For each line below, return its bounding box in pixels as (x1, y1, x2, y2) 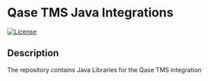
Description (7, 47, 59, 59)
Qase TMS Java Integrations (7, 5, 174, 21)
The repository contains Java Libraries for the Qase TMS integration (7, 65, 202, 73)
